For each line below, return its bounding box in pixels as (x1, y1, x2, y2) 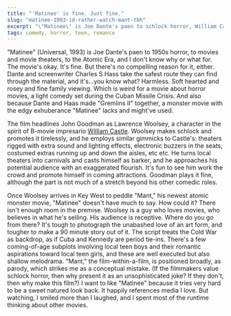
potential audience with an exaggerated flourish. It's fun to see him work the (7, 163, 223, 172)
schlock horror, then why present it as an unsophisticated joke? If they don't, (7, 272, 224, 280)
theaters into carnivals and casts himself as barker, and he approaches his (7, 156, 218, 165)
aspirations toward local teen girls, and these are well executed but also (7, 250, 210, 258)
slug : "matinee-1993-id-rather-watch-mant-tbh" (7, 16, 146, 23)
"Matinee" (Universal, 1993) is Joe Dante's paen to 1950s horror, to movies (7, 48, 219, 56)
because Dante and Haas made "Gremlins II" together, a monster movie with (7, 99, 223, 107)
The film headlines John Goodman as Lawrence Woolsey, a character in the (7, 120, 221, 128)
